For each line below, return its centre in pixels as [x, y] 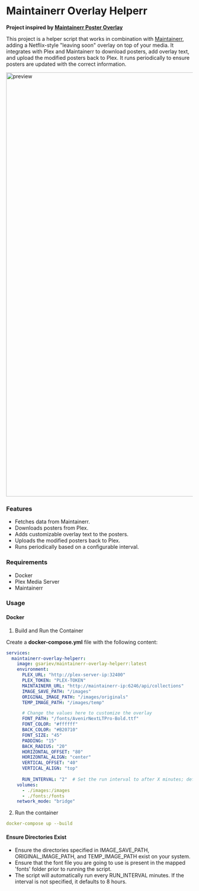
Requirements [27, 562]
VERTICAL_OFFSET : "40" [50, 763]
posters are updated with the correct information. [66, 64]
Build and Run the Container [49, 631]
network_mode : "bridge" [46, 801]
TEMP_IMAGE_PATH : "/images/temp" [63, 702]
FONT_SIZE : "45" [42, 735]
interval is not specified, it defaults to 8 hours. [71, 882]
